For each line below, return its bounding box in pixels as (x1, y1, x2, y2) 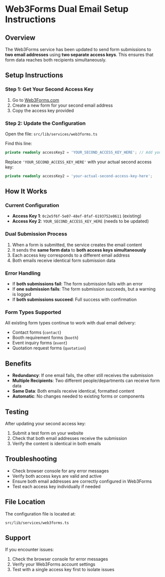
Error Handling (5, 269, 41, 276)
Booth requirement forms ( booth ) (12, 335, 79, 341)
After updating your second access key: (5, 420, 86, 426)
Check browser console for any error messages (12, 468, 109, 474)
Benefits (5, 359, 32, 368)
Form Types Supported (5, 309, 61, 316)
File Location (5, 498, 46, 506)
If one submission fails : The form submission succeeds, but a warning (12, 286, 156, 292)
